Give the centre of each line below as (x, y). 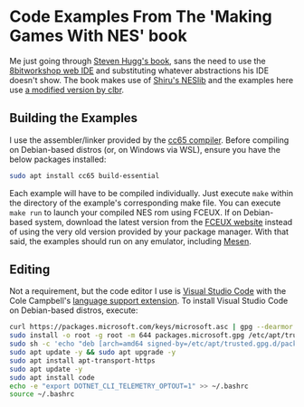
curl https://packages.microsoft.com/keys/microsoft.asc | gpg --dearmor (152, 327)
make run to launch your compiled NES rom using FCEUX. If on (125, 212)
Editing (30, 270)
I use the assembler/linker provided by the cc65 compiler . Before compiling (149, 140)
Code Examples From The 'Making (141, 17)
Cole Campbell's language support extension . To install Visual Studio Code (149, 301)
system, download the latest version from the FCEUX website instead (164, 222)
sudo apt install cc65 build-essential (85, 175)
